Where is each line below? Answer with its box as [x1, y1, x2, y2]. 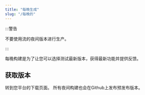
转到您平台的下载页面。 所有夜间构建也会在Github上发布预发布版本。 [5, 85, 143, 91]
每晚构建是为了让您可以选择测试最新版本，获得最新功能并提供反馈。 [5, 55, 141, 61]
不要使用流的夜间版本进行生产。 [5, 36, 69, 42]
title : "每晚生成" [5, 7, 40, 12]
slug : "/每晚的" [5, 12, 36, 16]
